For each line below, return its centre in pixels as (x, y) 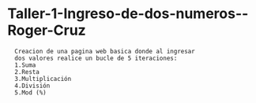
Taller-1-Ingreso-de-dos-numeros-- (128, 14)
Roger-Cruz (47, 30)
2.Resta (27, 72)
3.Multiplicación (43, 79)
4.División (32, 86)
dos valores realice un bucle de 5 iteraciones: (96, 58)
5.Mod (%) (30, 92)
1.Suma (25, 65)
